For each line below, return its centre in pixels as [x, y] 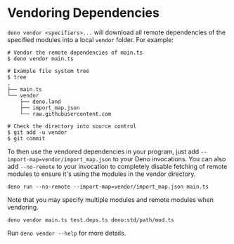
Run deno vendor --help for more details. [67, 233]
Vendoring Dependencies [83, 13]
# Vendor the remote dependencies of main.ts [75, 53]
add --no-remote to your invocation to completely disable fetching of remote [117, 166]
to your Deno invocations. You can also [169, 158]
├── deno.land [40, 102]
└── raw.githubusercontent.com [66, 114]
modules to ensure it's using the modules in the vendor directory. [102, 174]
